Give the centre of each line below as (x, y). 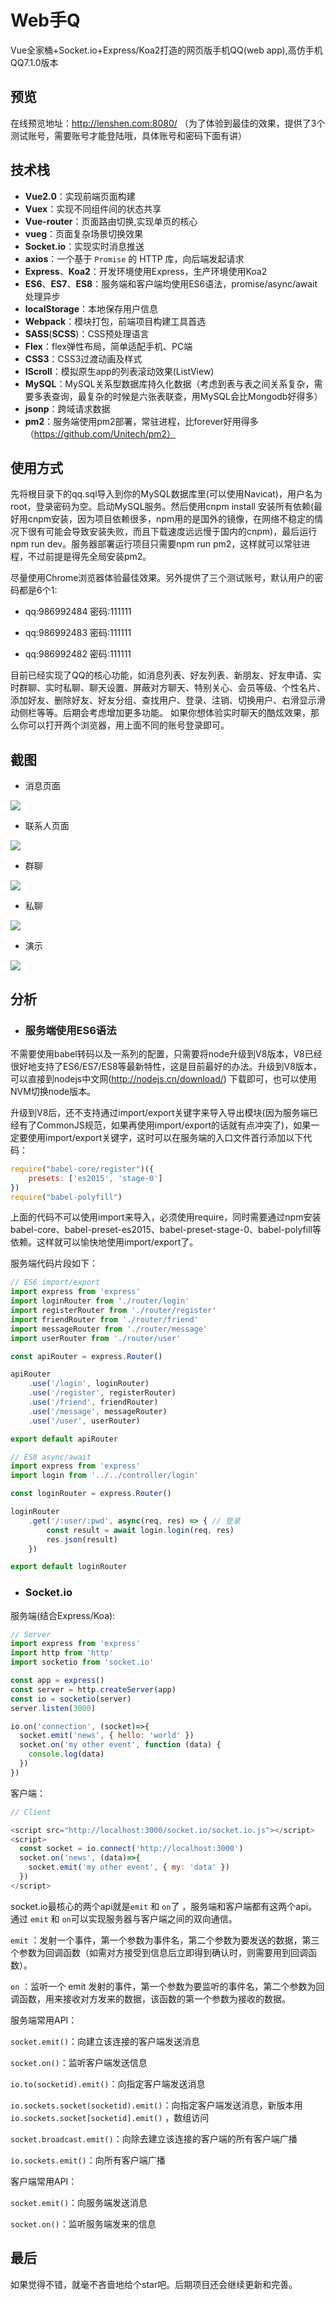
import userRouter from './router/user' (96, 1338)
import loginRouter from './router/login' (100, 1301)
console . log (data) (66, 1754)
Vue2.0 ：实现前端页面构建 (80, 196)
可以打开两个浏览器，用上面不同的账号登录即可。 (128, 725)
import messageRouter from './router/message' (109, 1329)
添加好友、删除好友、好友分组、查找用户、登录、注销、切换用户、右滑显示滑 (168, 700)
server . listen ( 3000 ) (53, 1708)
